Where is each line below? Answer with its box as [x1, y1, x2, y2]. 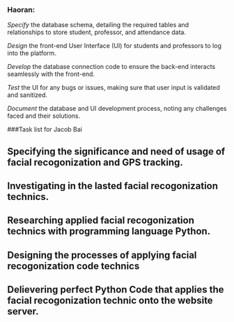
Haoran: [7, 5, 36, 15]
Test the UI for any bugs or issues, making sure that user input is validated [7, 84, 221, 92]
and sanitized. [7, 91, 47, 99]
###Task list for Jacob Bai [7, 125, 82, 134]
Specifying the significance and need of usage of [7, 145, 226, 158]
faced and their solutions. [7, 112, 81, 120]
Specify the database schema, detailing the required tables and [7, 21, 189, 29]
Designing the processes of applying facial [7, 249, 197, 261]
